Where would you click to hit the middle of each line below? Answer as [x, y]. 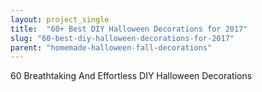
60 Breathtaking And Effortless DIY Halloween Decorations [131, 76]
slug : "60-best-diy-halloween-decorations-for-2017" [122, 38]
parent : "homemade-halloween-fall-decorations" [111, 47]
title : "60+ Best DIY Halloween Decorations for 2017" [129, 29]
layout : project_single [60, 19]
